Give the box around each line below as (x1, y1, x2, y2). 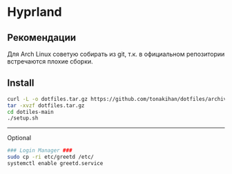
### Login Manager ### (7, 147, 72, 154)
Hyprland (7, 4, 62, 20)
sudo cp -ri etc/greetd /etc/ (7, 153, 95, 161)
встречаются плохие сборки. (7, 57, 93, 66)
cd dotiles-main (7, 108, 54, 115)
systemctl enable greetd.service (7, 160, 104, 167)
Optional (7, 134, 32, 142)
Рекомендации (7, 32, 77, 43)
